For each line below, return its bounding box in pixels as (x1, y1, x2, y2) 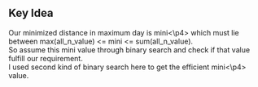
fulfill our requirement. (8, 53, 83, 63)
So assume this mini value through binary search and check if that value (8, 44, 251, 55)
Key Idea (8, 6, 55, 20)
